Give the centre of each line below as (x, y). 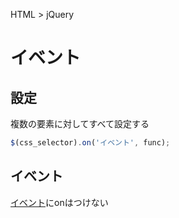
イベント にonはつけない (59, 202)
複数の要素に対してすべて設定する (80, 123)
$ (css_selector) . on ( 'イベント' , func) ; (90, 143)
